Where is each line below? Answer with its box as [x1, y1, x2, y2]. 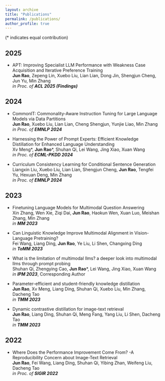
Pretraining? [33, 235, 59, 241]
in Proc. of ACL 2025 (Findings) [12, 83, 78, 89]
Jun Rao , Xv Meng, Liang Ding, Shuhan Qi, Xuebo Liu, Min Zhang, [12, 286, 146, 292]
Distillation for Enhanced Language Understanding [12, 141, 115, 147]
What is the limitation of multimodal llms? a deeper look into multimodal [12, 255, 157, 261]
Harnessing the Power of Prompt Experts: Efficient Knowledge [12, 136, 139, 142]
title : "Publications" [5, 12, 52, 17]
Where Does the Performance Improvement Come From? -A [12, 349, 134, 355]
